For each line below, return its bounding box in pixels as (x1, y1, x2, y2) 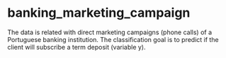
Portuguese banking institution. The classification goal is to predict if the (7, 35, 219, 43)
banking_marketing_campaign (7, 5, 191, 21)
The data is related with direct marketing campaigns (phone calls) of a (7, 28, 213, 36)
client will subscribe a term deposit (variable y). (7, 43, 146, 51)
